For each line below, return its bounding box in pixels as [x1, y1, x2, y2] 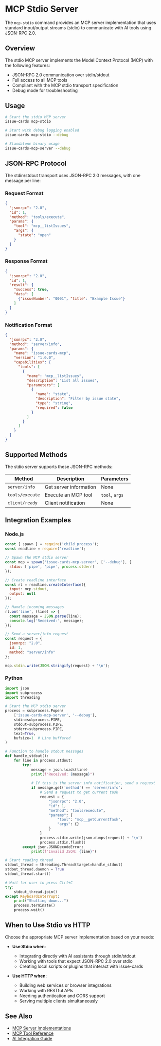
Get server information [44, 483, 96, 490]
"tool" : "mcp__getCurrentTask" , [57, 817, 123, 822]
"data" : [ [14, 292, 34, 297]
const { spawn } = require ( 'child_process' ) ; [5, 542, 99, 547]
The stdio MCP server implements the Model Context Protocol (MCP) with [5, 57, 153, 63]
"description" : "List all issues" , [26, 378, 99, 383]
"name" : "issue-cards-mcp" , [14, 351, 71, 356]
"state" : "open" [18, 233, 51, 238]
